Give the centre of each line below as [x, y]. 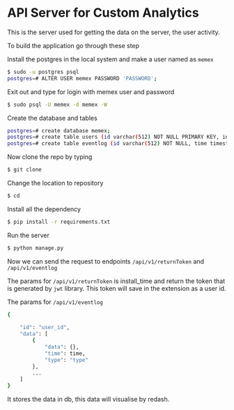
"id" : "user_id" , [45, 328]
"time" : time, [65, 354]
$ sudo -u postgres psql [43, 72]
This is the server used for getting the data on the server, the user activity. [114, 32]
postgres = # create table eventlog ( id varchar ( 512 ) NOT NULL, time [107, 144]
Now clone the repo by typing [50, 157]
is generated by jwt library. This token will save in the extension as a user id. [117, 288]
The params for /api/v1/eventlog [55, 302]
